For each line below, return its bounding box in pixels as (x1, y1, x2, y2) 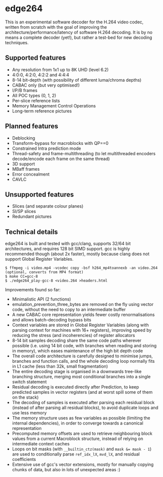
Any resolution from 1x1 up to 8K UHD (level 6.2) (12, 67, 109, 72)
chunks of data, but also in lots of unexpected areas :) (12, 467, 121, 473)
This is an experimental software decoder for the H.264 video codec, (5, 19, 144, 25)
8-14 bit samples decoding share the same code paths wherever (12, 337, 142, 343)
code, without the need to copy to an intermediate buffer (12, 307, 126, 313)
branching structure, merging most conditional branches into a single (12, 374, 151, 380)
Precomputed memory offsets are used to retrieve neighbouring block (12, 431, 152, 437)
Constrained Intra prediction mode (12, 145, 81, 151)
